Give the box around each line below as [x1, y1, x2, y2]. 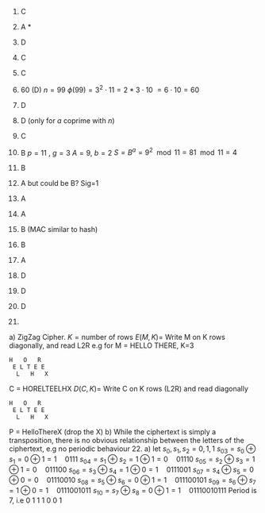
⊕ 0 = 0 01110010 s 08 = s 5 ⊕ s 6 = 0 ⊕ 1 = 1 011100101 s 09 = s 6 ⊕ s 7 [9, 475, 256, 487]
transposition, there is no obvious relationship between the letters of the [9, 436, 244, 445]
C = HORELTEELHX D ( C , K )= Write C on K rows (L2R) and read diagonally [9, 384, 249, 394]
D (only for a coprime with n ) [20, 115, 115, 125]
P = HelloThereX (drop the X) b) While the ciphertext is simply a [9, 427, 217, 437]
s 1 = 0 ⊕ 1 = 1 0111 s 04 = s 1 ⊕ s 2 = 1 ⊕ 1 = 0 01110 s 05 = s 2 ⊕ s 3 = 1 [9, 454, 255, 465]
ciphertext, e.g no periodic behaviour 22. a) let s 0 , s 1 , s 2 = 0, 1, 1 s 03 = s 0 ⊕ [9, 444, 256, 456]
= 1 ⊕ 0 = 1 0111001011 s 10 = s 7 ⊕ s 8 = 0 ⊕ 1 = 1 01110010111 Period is [9, 485, 257, 497]
